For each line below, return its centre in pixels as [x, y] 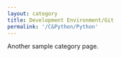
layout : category [33, 14]
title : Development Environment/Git [60, 20]
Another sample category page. [53, 47]
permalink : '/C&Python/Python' [53, 26]
